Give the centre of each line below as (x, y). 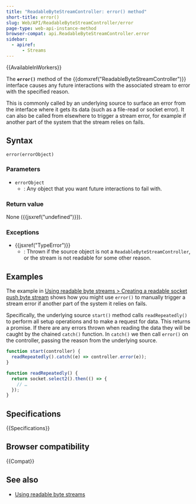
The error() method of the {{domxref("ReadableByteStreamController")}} (96, 79)
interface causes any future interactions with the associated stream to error (98, 85)
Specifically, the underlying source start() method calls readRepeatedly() (97, 315)
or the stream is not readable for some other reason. (87, 258)
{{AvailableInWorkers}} (34, 67)
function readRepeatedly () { (42, 373)
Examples (25, 276)
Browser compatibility (48, 447)
